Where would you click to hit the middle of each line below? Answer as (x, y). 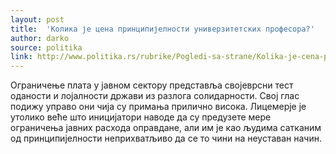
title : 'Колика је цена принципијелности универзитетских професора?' (162, 29)
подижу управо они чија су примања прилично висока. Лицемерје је (158, 107)
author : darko (40, 38)
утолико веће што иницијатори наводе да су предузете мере (141, 117)
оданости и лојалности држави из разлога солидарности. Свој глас (155, 96)
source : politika (46, 47)
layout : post (37, 19)
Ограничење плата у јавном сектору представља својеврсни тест (152, 85)
